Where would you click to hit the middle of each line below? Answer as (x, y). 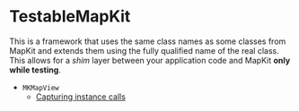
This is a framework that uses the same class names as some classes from (148, 41)
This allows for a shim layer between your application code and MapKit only (150, 60)
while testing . (35, 70)
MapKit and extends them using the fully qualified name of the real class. (145, 50)
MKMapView (41, 88)
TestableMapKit (70, 17)
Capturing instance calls (80, 97)
